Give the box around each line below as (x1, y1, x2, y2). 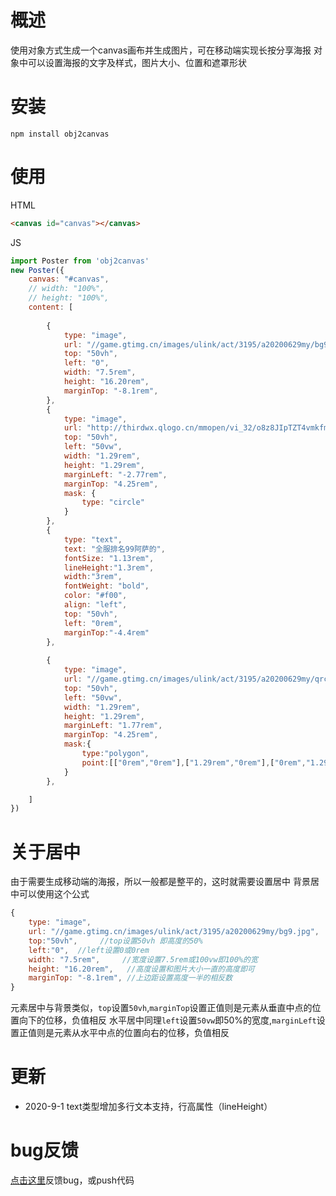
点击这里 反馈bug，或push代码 (10, 1174, 135, 1186)
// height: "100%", (28, 293, 110, 303)
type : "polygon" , (81, 749, 150, 759)
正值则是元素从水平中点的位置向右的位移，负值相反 (18, 1027, 230, 1039)
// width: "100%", (28, 284, 105, 294)
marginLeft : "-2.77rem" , (63, 469, 168, 480)
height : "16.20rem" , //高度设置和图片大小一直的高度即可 (28, 964, 255, 974)
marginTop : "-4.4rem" (63, 627, 150, 638)
